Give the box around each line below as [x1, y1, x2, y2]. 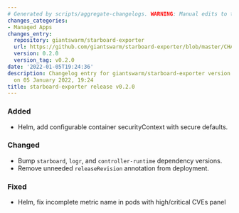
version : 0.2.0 [14, 50, 59, 58]
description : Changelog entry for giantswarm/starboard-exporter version [7, 70, 231, 77]
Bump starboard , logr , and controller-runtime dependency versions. [17, 156, 223, 165]
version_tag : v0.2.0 [14, 57, 75, 64]
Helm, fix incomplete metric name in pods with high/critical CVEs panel [17, 198, 226, 207]
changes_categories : [7, 17, 69, 24]
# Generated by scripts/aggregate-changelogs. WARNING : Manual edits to [7, 10, 228, 18]
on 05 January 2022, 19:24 [14, 76, 94, 84]
